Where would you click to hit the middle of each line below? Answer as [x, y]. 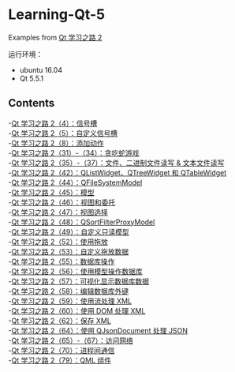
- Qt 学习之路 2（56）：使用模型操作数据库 [76, 271]
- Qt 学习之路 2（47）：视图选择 [58, 212]
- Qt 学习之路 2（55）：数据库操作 [62, 261]
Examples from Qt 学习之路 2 [55, 37]
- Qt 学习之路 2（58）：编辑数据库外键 [69, 291]
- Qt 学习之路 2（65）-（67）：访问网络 [71, 340]
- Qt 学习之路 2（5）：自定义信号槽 [63, 133]
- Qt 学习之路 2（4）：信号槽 [53, 123]
